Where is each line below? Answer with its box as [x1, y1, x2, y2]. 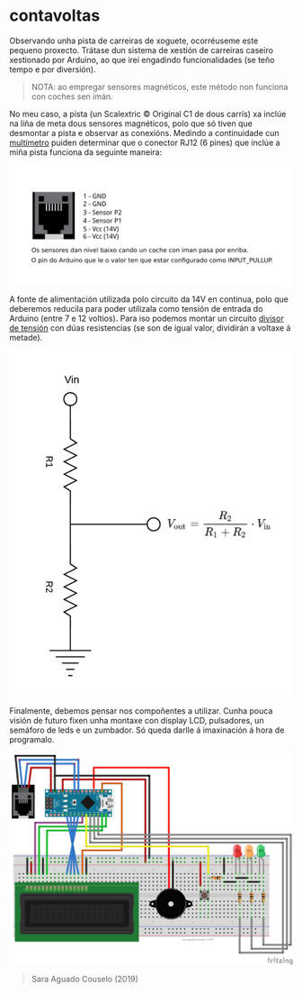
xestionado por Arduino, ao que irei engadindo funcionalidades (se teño [9, 54, 275, 65]
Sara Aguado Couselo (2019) [31, 974, 139, 985]
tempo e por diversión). [9, 64, 96, 75]
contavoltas [9, 5, 101, 26]
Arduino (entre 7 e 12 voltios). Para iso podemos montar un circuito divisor [9, 313, 285, 323]
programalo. [9, 733, 55, 744]
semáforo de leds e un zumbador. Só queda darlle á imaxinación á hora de [9, 724, 285, 735]
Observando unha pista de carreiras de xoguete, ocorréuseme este [9, 35, 259, 46]
